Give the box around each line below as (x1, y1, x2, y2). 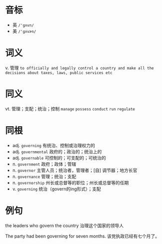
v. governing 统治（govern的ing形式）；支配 (12, 186, 101, 192)
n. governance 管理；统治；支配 (12, 173, 76, 179)
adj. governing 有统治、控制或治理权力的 (12, 142, 95, 148)
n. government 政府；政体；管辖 (12, 161, 76, 167)
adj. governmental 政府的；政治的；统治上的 (12, 149, 102, 155)
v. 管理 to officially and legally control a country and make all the (5, 65, 154, 71)
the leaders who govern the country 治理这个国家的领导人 (5, 222, 124, 229)
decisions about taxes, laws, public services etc (5, 70, 113, 75)
